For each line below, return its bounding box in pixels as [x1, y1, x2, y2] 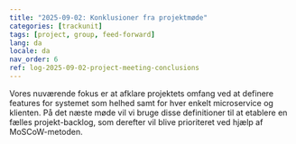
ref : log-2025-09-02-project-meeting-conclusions [9, 64, 200, 73]
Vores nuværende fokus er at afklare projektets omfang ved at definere [9, 87, 274, 99]
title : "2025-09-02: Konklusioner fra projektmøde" [9, 13, 208, 22]
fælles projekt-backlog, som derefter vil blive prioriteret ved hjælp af [9, 116, 264, 127]
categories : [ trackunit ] [9, 22, 103, 31]
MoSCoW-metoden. [9, 126, 83, 137]
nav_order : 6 [9, 55, 59, 64]
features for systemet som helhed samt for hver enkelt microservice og [9, 97, 273, 108]
